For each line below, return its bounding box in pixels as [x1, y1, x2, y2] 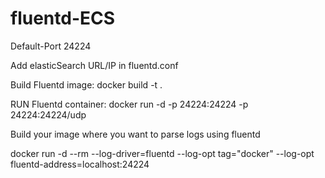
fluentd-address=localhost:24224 [10, 158, 150, 170]
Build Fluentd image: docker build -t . [10, 78, 163, 91]
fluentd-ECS [10, 7, 116, 30]
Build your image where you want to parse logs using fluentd [10, 128, 261, 140]
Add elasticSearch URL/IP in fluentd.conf [10, 59, 179, 71]
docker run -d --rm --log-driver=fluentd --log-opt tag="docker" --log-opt [10, 147, 315, 159]
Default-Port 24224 [10, 40, 92, 52]
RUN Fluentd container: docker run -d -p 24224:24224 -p [10, 98, 249, 110]
